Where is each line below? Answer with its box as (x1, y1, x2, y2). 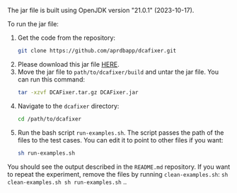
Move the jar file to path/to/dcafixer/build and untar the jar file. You (17, 67, 219, 76)
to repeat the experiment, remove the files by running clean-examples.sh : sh (7, 170, 229, 178)
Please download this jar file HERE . (17, 60, 120, 68)
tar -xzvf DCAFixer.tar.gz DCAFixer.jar (17, 89, 139, 96)
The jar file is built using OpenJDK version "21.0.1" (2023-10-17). (7, 6, 195, 14)
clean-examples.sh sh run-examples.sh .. (7, 177, 127, 186)
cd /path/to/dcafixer (17, 115, 81, 123)
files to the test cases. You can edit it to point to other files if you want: (17, 136, 224, 144)
